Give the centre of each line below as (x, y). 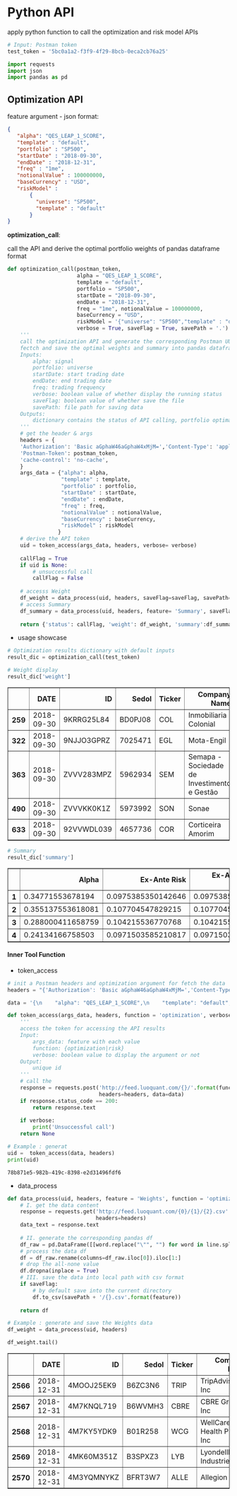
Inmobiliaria (207, 715)
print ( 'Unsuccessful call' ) (74, 1127)
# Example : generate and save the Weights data (80, 1323)
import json (25, 71)
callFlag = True (44, 558)
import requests (31, 64)
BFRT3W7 (144, 1478)
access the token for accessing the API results (93, 1029)
